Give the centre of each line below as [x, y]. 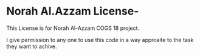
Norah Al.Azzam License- [73, 11]
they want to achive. [32, 46]
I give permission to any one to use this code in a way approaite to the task [100, 40]
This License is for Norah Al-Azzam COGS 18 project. [73, 28]
